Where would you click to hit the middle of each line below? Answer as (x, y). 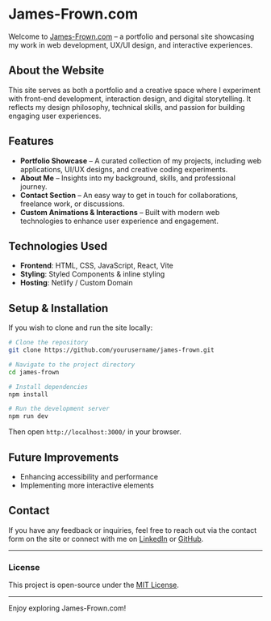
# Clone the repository (48, 343)
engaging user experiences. (55, 116)
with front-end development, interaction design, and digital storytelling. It (130, 99)
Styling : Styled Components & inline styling (92, 274)
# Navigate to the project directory (72, 365)
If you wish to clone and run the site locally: (81, 327)
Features (31, 141)
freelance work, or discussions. (72, 204)
